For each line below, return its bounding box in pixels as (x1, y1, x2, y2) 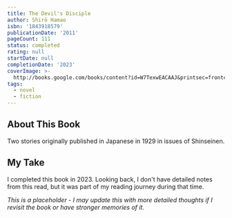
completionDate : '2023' (7, 61, 76, 68)
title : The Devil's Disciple (7, 10, 91, 17)
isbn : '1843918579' (7, 23, 64, 30)
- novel (13, 87, 36, 94)
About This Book (7, 118, 81, 131)
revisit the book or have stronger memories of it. (7, 203, 145, 211)
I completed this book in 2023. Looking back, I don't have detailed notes (7, 175, 213, 183)
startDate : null (7, 55, 54, 62)
